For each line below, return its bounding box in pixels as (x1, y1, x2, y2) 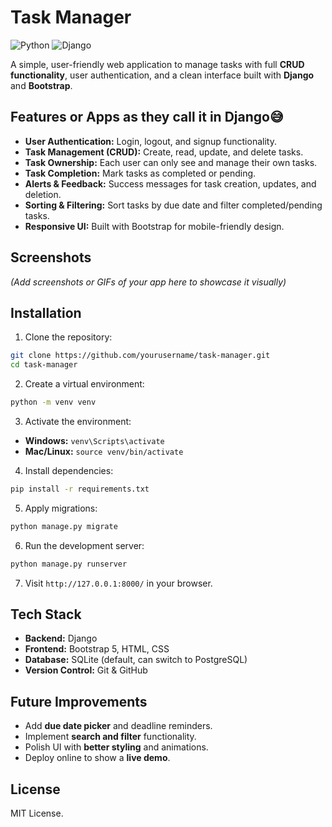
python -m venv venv (10, 397, 97, 408)
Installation (10, 304, 82, 321)
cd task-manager (10, 360, 78, 370)
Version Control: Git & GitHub (24, 664, 148, 676)
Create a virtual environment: (24, 378, 145, 390)
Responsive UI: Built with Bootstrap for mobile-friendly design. (24, 220, 285, 232)
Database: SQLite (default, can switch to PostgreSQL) (24, 654, 248, 666)
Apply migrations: (24, 502, 98, 514)
